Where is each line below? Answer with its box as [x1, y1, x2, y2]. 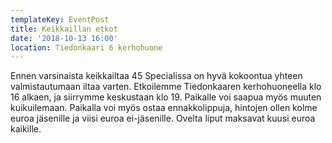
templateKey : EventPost [10, 14, 110, 25]
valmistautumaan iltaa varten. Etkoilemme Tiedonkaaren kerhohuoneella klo [10, 81, 322, 93]
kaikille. [10, 123, 42, 135]
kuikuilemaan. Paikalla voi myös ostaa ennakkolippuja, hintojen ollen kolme [10, 102, 318, 114]
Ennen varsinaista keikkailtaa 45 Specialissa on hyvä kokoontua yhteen [10, 70, 303, 82]
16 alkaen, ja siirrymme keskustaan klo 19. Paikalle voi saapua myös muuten [10, 91, 322, 103]
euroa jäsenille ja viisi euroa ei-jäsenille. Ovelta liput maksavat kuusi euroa [10, 112, 316, 125]
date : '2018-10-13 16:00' [10, 33, 118, 43]
